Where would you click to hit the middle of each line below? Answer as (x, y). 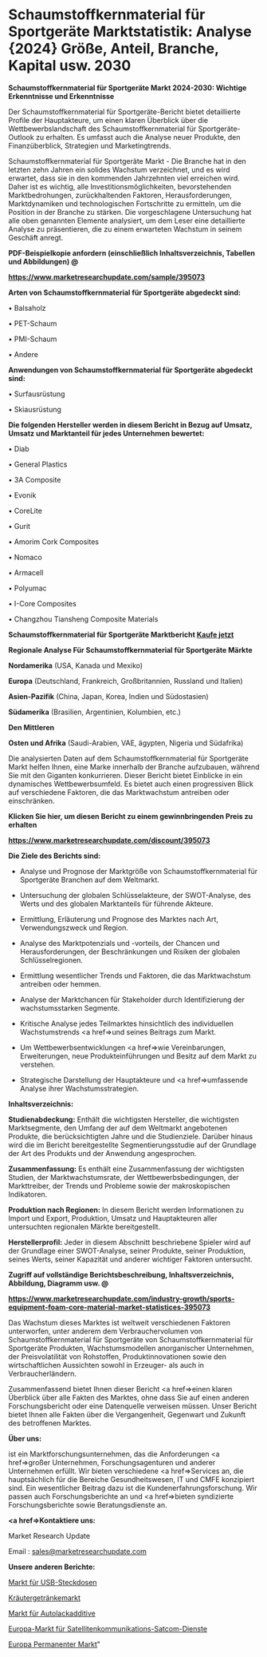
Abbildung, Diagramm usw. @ (59, 1283)
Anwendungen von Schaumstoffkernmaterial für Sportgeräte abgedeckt (131, 370)
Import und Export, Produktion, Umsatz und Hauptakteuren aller (113, 1218)
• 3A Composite (35, 479)
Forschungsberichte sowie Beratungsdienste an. (88, 1504)
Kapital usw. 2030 (70, 66)
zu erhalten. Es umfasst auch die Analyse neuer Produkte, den (138, 137)
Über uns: (25, 1438)
